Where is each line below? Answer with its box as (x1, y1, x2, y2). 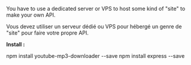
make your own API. (6, 11, 56, 18)
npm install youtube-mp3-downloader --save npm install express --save (6, 52, 185, 59)
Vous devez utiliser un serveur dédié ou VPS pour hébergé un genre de (6, 23, 182, 30)
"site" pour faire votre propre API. (6, 29, 89, 36)
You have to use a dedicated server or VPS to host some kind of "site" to (6, 5, 186, 12)
